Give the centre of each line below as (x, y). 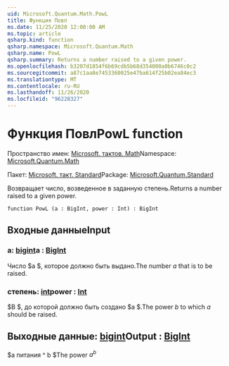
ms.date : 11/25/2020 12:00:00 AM (56, 27)
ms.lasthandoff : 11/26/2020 (48, 92)
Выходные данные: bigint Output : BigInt (99, 337)
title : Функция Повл (38, 20)
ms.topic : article (34, 33)
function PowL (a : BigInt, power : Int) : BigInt (83, 209)
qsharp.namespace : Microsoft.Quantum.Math (70, 47)
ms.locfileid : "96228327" (45, 99)
